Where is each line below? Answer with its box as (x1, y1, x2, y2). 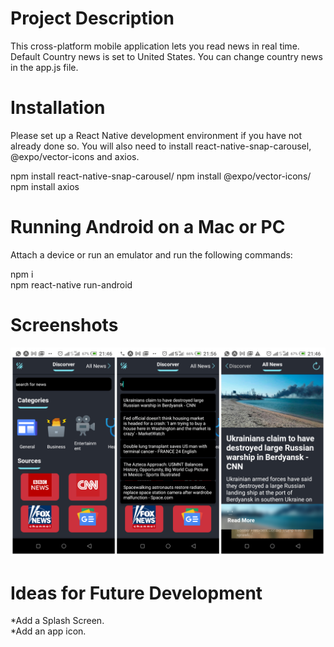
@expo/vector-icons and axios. (10, 150, 140, 162)
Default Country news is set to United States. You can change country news (10, 50, 323, 62)
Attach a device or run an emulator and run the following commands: (10, 248, 293, 261)
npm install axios (10, 180, 80, 192)
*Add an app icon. (10, 625, 87, 637)
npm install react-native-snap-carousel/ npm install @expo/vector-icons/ (10, 170, 312, 182)
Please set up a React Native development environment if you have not (10, 129, 302, 141)
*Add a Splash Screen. (10, 615, 105, 627)
